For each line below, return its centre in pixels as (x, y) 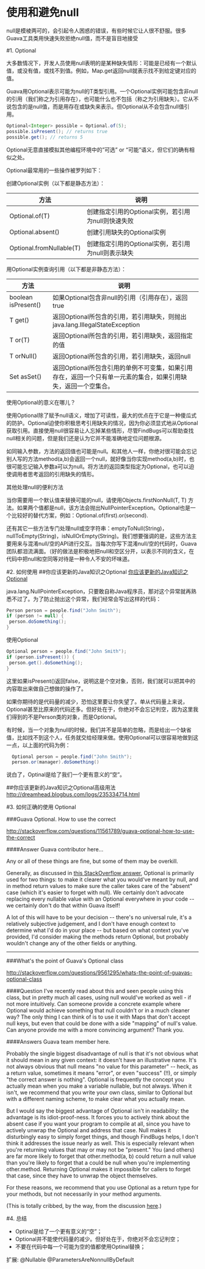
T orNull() (23, 356)
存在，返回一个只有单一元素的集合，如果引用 (117, 377)
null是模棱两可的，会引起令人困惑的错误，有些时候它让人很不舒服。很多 (96, 31)
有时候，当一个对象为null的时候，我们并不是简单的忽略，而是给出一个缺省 (99, 730)
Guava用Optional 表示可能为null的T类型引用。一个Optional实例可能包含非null (102, 91)
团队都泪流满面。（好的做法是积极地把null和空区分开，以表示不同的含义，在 (100, 551)
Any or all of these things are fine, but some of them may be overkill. (92, 861)
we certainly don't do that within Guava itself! (63, 906)
